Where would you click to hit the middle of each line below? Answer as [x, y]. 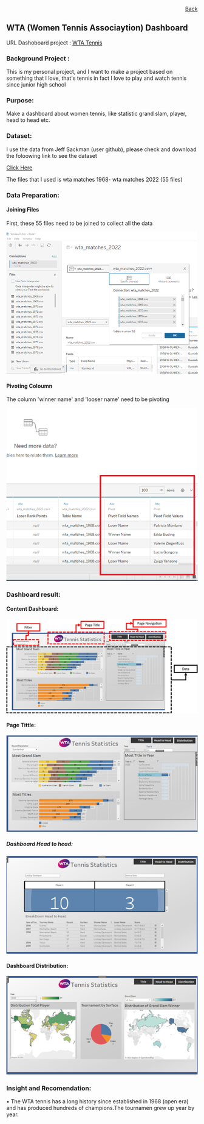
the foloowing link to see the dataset [52, 155]
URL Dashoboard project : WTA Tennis [54, 43]
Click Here [19, 168]
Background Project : [38, 59]
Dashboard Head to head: [40, 844]
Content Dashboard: [32, 609]
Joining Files [23, 210]
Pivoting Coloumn [29, 386]
